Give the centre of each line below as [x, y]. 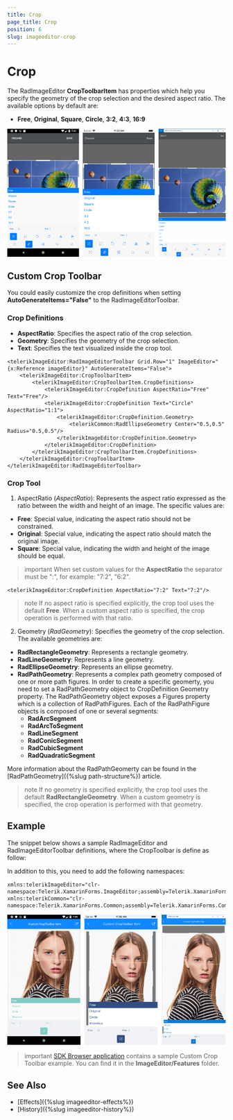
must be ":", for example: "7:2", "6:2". [77, 577]
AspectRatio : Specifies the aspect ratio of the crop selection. [105, 333]
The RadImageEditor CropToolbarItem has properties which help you [106, 91]
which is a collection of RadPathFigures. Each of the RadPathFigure [113, 704]
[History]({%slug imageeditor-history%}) [76, 1109]
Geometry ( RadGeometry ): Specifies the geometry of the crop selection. [121, 631]
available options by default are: [53, 106]
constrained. [35, 526]
